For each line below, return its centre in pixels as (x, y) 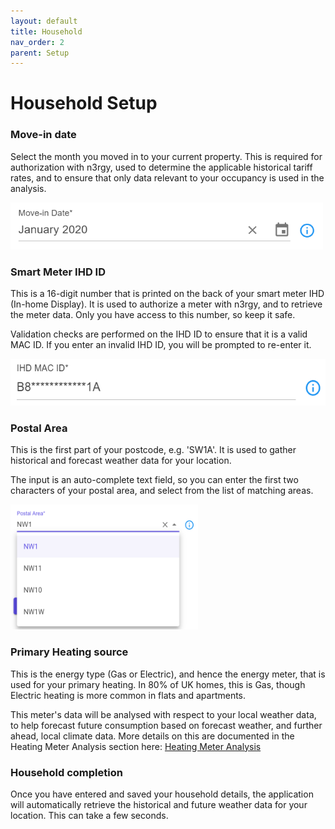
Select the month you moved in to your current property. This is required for (166, 156)
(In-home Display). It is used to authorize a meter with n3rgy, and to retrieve (166, 304)
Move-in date (43, 135)
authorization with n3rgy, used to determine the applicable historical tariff (161, 167)
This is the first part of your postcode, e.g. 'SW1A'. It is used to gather (153, 450)
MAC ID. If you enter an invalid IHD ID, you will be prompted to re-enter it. (161, 345)
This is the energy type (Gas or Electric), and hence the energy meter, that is (168, 674)
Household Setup (84, 103)
